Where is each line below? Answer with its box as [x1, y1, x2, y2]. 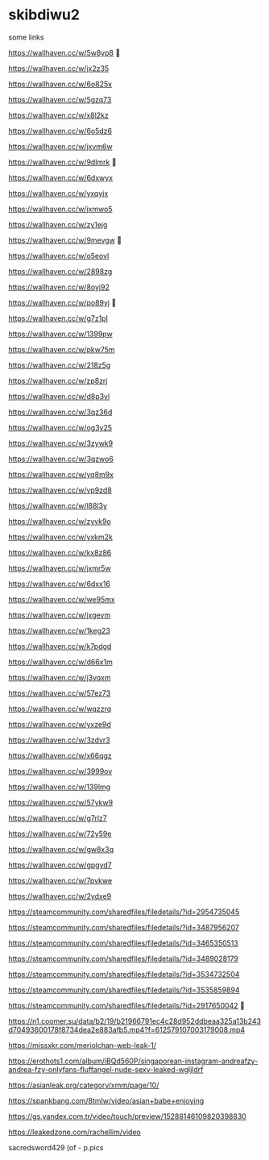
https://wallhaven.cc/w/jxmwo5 [8, 204, 113, 214]
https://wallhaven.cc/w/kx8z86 [8, 547, 112, 557]
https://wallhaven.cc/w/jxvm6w [8, 141, 113, 151]
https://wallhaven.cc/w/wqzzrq [8, 704, 112, 713]
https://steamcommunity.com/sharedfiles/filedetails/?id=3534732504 [8, 969, 240, 979]
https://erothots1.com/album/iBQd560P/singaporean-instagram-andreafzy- [8, 1056, 259, 1066]
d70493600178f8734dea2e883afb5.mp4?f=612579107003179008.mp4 [8, 1025, 246, 1034]
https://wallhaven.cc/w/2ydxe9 [8, 891, 112, 900]
